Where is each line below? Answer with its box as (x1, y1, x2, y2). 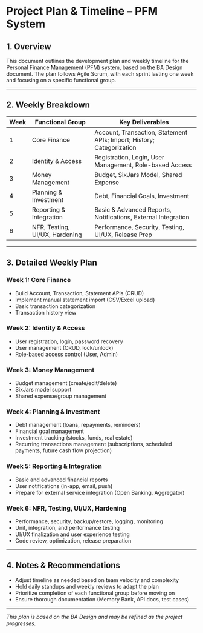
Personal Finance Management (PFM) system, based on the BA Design (6, 64, 183, 71)
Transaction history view (14, 309, 77, 316)
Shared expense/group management (14, 392, 107, 400)
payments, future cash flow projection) (14, 447, 112, 454)
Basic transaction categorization (14, 302, 95, 310)
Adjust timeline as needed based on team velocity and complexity (14, 576, 179, 583)
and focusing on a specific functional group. (6, 77, 117, 84)
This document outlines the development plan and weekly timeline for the (6, 58, 189, 64)
